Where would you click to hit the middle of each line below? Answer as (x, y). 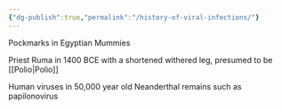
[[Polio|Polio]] (33, 69)
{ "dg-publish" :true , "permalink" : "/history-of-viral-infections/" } (134, 17)
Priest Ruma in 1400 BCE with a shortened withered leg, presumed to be (141, 59)
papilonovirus (33, 96)
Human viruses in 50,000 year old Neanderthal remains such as (125, 86)
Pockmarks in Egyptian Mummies (69, 43)
